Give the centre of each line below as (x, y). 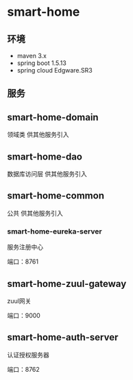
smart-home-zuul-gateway (67, 284)
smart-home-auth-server (63, 337)
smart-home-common (56, 196)
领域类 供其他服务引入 (38, 135)
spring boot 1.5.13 (41, 63)
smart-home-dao (45, 156)
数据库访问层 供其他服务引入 (47, 174)
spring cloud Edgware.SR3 (55, 70)
